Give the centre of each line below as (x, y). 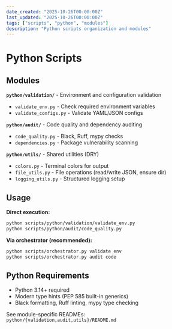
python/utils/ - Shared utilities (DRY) (53, 155)
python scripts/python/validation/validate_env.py (71, 223)
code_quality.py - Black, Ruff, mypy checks (69, 137)
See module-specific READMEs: (46, 315)
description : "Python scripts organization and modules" (79, 29)
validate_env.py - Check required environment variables (85, 106)
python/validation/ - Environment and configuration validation (84, 95)
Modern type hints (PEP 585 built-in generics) (72, 297)
